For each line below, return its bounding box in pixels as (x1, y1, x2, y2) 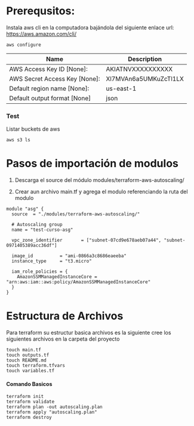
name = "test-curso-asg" (11, 227, 73, 233)
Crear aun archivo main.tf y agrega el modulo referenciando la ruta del (14, 188, 188, 195)
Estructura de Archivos (6, 309, 124, 323)
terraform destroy (6, 415, 52, 421)
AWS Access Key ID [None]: (9, 64, 88, 73)
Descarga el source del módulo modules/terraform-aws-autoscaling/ (14, 177, 185, 184)
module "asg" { (6, 206, 44, 212)
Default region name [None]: (9, 84, 90, 92)
